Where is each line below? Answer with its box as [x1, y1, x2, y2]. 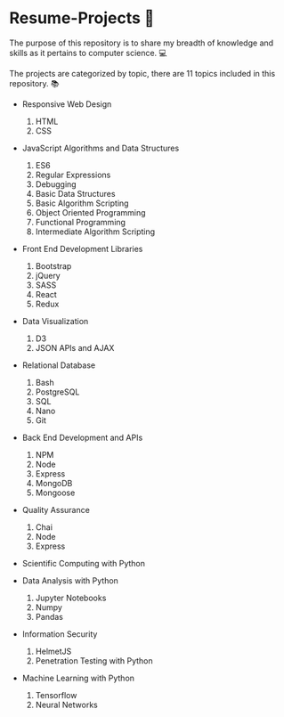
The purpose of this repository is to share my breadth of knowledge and [9, 37, 274, 48]
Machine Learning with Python [21, 672, 135, 683]
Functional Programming [35, 216, 126, 227]
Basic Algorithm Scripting [35, 198, 129, 208]
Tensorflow [35, 689, 77, 700]
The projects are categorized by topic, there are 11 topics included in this [9, 68, 276, 78]
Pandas [35, 611, 64, 622]
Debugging [35, 178, 77, 190]
